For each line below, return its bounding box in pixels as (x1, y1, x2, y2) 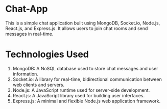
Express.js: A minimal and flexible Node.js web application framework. (12, 98, 161, 104)
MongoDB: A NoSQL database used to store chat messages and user (12, 65, 158, 71)
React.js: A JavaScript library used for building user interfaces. (12, 92, 145, 98)
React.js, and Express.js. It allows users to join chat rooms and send (5, 25, 148, 31)
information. (12, 71, 38, 77)
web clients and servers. (12, 81, 65, 88)
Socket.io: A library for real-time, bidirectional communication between (12, 76, 162, 82)
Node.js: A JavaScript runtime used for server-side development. (12, 87, 150, 93)
